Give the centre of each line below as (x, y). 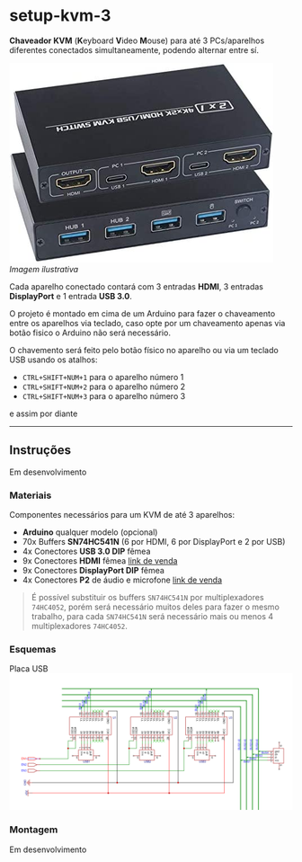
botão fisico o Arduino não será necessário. (90, 333)
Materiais (31, 495)
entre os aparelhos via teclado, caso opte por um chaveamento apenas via (147, 323)
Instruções (40, 450)
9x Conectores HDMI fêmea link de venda (100, 561)
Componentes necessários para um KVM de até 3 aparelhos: (122, 515)
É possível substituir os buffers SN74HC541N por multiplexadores (147, 598)
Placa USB (29, 669)
